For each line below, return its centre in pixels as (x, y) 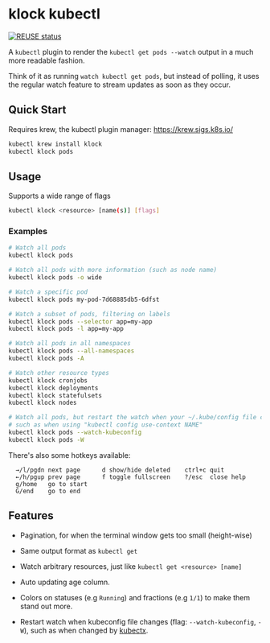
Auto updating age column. (65, 582)
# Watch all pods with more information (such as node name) (113, 270)
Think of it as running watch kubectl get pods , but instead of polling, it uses (134, 76)
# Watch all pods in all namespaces (70, 344)
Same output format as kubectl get (79, 550)
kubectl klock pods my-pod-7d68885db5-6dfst (84, 299)
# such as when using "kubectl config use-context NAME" (106, 425)
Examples (28, 232)
